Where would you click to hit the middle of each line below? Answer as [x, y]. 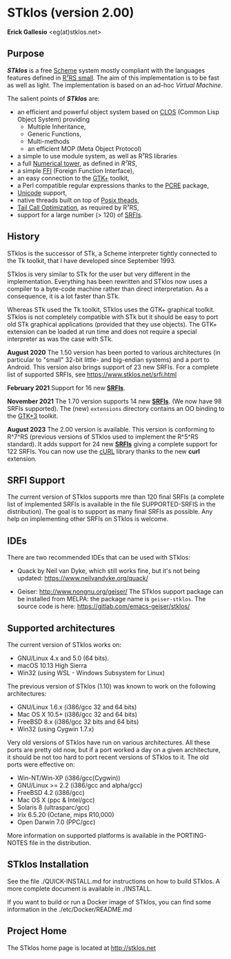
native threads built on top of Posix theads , [78, 200]
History [23, 237]
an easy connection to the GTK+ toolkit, [73, 178]
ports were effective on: [41, 765]
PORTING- [192, 835]
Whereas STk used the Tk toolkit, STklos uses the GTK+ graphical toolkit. [111, 309]
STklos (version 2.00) [71, 13]
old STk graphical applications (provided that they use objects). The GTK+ [112, 324]
